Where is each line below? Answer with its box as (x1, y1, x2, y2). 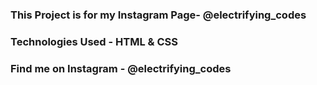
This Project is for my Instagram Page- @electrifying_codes (10, 8, 307, 22)
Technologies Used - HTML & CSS (10, 34, 178, 48)
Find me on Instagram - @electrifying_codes (10, 61, 232, 75)
